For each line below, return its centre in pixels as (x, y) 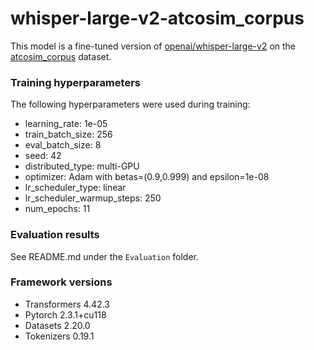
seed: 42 (43, 156)
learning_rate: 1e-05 (66, 124)
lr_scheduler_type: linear (75, 188)
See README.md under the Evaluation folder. (105, 256)
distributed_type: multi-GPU (82, 166)
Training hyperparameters (75, 82)
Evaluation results (55, 235)
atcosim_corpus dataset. (61, 56)
